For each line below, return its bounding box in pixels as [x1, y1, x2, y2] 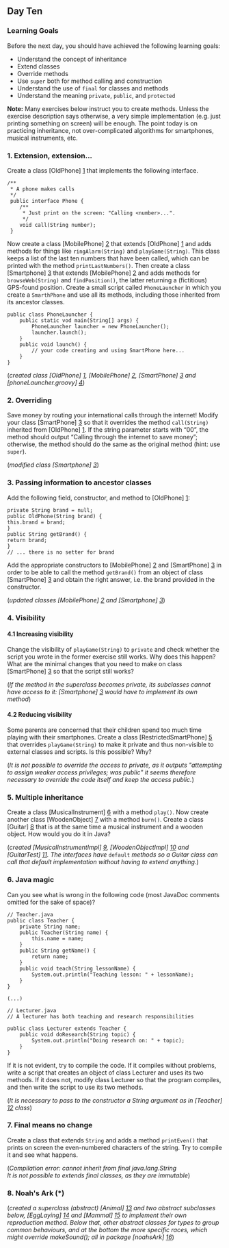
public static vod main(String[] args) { [19, 317, 139, 324]
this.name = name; [31, 935, 84, 942]
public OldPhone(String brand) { [7, 513, 103, 519]
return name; [31, 953, 69, 960]
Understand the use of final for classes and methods [16, 84, 169, 92]
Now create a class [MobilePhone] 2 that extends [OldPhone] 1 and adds [7, 239, 212, 247]
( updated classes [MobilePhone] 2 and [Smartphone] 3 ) [7, 596, 165, 604]
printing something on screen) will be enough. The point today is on [7, 119, 198, 127]
